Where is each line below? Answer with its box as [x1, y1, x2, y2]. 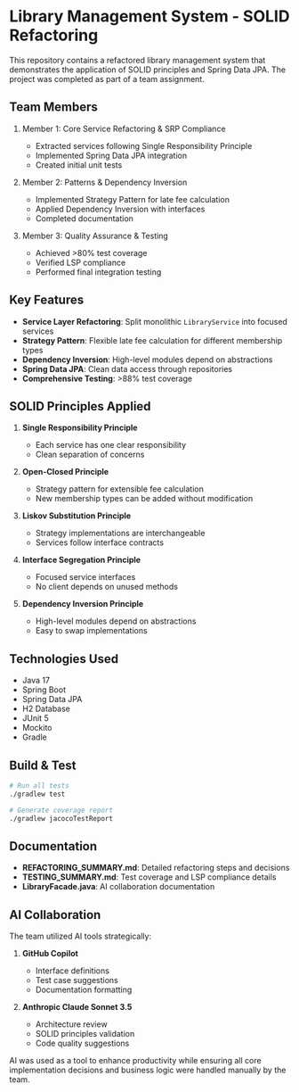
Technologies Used [9, 651, 118, 666]
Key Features [9, 293, 85, 308]
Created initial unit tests [35, 159, 123, 170]
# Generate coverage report [9, 806, 114, 815]
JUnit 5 [21, 713, 49, 724]
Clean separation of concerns [35, 449, 145, 460]
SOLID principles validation [35, 1029, 135, 1039]
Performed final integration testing [35, 266, 162, 277]
